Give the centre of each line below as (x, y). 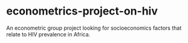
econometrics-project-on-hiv (82, 11)
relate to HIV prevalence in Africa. (48, 34)
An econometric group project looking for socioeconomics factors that (94, 28)
